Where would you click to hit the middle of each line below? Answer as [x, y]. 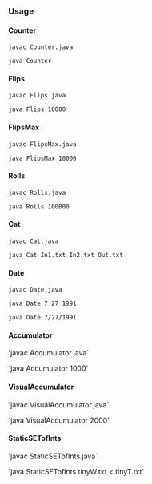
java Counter [30, 61]
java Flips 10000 [37, 109]
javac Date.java [35, 290]
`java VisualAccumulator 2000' [59, 420]
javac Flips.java [37, 96]
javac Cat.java [34, 241]
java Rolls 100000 [39, 206]
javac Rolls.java [37, 192]
